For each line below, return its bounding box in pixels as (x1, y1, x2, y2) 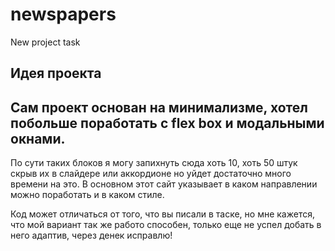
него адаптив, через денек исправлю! (10, 229, 173, 242)
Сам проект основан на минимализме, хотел (10, 99, 308, 116)
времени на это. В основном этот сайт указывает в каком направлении (10, 178, 318, 190)
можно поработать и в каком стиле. (10, 189, 165, 201)
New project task (10, 36, 81, 48)
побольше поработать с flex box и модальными (10, 114, 325, 132)
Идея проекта (10, 65, 102, 82)
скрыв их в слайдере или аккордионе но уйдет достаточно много (10, 168, 292, 180)
